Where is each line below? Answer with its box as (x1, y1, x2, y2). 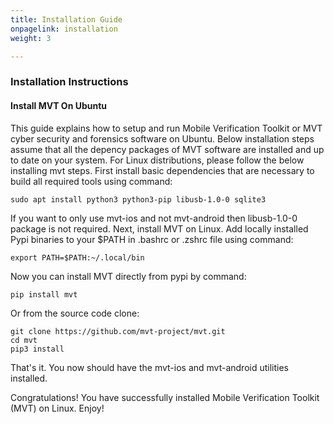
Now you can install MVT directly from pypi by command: (10, 270, 247, 282)
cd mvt (10, 335, 38, 345)
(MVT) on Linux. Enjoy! (10, 402, 105, 414)
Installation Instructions (10, 75, 129, 89)
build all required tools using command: (10, 175, 173, 187)
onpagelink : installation (10, 24, 118, 34)
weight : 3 (10, 33, 52, 43)
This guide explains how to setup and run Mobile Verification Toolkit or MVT (10, 122, 323, 134)
